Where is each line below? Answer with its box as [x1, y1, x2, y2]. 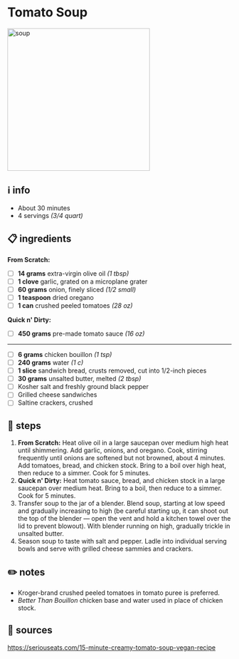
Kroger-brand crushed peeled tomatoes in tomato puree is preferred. [17, 588, 221, 597]
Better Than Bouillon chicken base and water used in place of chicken [17, 596, 223, 604]
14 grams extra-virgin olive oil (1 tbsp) [17, 269, 129, 278]
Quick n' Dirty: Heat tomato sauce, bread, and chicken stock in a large [17, 477, 225, 485]
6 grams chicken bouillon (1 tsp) [17, 350, 112, 358]
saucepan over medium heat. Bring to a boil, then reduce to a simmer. [17, 484, 223, 492]
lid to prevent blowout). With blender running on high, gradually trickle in [17, 522, 230, 531]
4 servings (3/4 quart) [17, 211, 83, 219]
